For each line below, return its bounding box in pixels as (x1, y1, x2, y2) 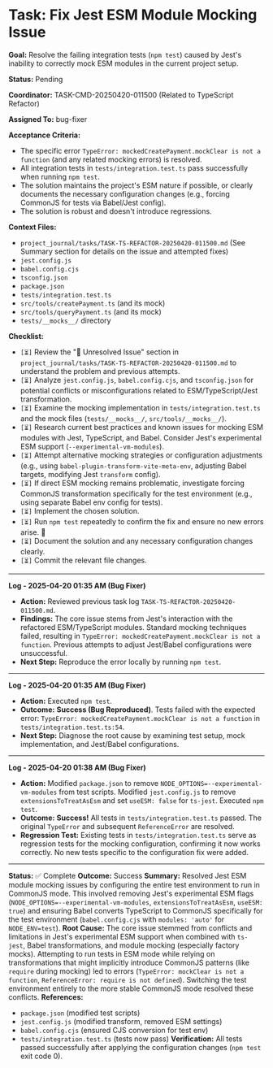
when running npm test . (19, 171, 100, 181)
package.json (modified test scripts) (19, 1008, 141, 1018)
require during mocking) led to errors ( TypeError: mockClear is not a (8, 966, 245, 976)
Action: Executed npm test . (19, 696, 112, 705)
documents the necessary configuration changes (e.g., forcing (19, 189, 230, 198)
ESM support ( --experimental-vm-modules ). (19, 441, 165, 451)
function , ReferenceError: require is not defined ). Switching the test (8, 975, 247, 984)
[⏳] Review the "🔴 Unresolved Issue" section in (19, 347, 179, 357)
